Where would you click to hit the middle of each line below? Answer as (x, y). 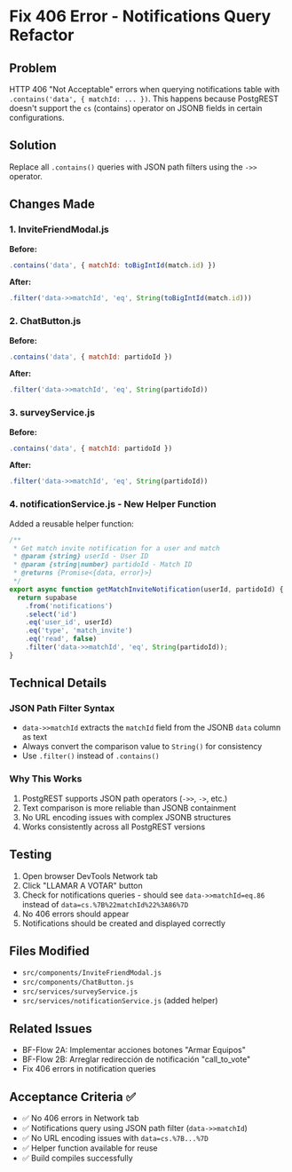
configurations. (37, 118)
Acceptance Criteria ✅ (72, 1097)
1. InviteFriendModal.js (59, 230)
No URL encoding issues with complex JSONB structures (126, 817)
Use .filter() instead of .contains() (91, 756)
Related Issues (51, 1029)
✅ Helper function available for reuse (90, 1148)
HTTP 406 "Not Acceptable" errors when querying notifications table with (144, 89)
